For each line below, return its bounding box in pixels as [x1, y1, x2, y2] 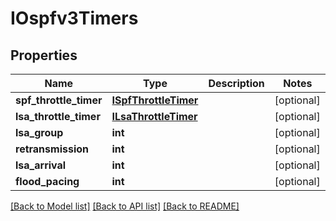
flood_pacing [15, 175, 80, 188]
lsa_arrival [15, 158, 67, 172]
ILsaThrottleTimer [111, 110, 198, 123]
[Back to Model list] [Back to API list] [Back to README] [10, 200, 240, 212]
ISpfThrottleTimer [111, 93, 199, 107]
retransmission [15, 142, 89, 156]
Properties [10, 47, 78, 64]
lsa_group [15, 126, 64, 139]
